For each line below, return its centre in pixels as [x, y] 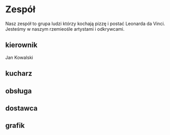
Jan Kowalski [19, 57]
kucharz [19, 73]
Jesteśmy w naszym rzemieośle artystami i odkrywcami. [65, 29]
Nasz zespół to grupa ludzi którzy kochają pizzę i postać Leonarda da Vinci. [85, 24]
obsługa [19, 91]
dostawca [22, 108]
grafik [15, 126]
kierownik [21, 45]
